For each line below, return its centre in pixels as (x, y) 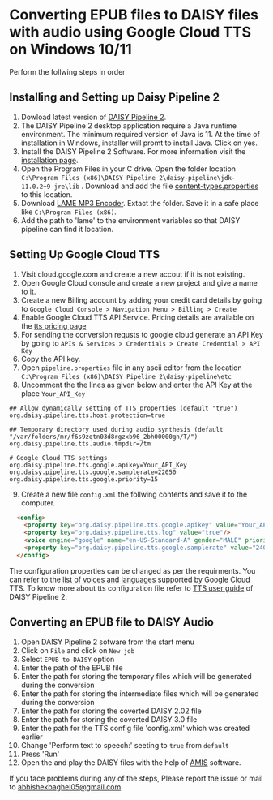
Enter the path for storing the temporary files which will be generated (136, 676)
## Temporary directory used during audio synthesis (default (116, 429)
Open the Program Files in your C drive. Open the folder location (128, 169)
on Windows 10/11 (70, 49)
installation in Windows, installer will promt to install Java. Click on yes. (139, 143)
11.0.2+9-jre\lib (50, 187)
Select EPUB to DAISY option (68, 659)
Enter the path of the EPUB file (72, 668)
